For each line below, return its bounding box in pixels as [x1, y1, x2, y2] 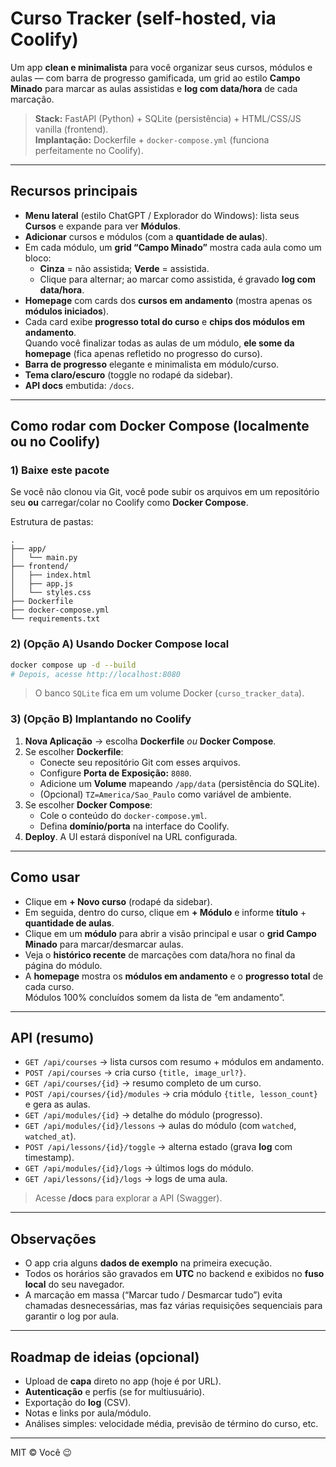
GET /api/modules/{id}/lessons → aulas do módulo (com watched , [24, 1120, 297, 1132]
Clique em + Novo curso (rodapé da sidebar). [24, 895, 213, 907]
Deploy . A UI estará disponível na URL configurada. [24, 830, 238, 842]
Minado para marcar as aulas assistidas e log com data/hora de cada [10, 82, 298, 94]
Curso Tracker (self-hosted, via [10, 7, 277, 30]
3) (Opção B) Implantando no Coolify [10, 712, 192, 726]
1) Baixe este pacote [10, 463, 110, 477]
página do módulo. [24, 959, 103, 971]
